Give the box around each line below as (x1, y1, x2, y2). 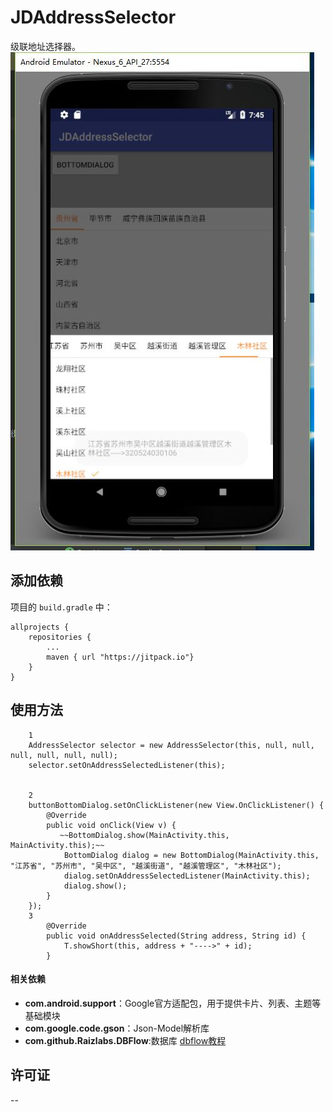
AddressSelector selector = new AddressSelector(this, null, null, (28, 740, 315, 750)
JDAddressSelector (10, 6, 177, 29)
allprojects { (10, 622, 70, 632)
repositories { (28, 632, 92, 642)
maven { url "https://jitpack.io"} (46, 652, 195, 662)
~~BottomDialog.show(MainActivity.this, (59, 830, 230, 840)
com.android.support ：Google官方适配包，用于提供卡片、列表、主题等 (24, 997, 322, 1009)
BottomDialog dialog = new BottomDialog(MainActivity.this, (63, 850, 320, 860)
